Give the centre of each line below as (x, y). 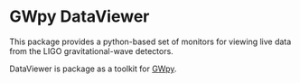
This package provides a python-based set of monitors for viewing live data (150, 41)
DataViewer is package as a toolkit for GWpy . (93, 69)
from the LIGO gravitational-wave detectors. (91, 51)
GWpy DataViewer (80, 17)
